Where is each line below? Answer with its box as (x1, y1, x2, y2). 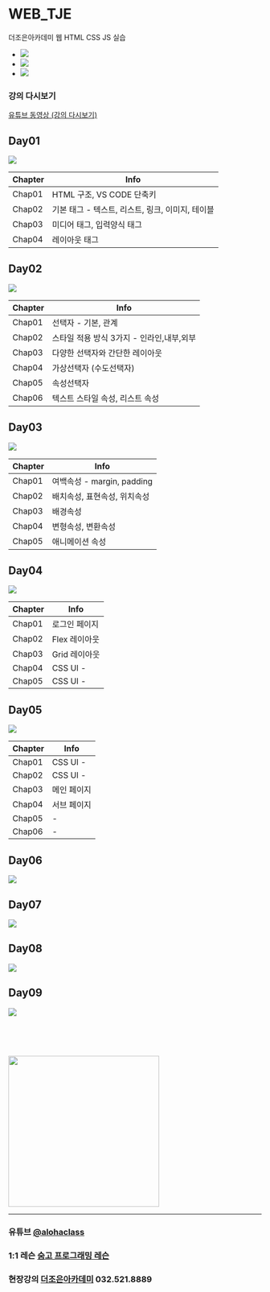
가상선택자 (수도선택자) (51, 362, 135, 374)
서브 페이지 (51, 799, 92, 811)
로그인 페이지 (51, 619, 99, 630)
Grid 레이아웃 (51, 649, 100, 660)
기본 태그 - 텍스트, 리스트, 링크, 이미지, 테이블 (51, 204, 215, 216)
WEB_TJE (8, 5, 72, 23)
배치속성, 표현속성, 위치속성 (51, 490, 150, 502)
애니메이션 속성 (51, 536, 107, 547)
